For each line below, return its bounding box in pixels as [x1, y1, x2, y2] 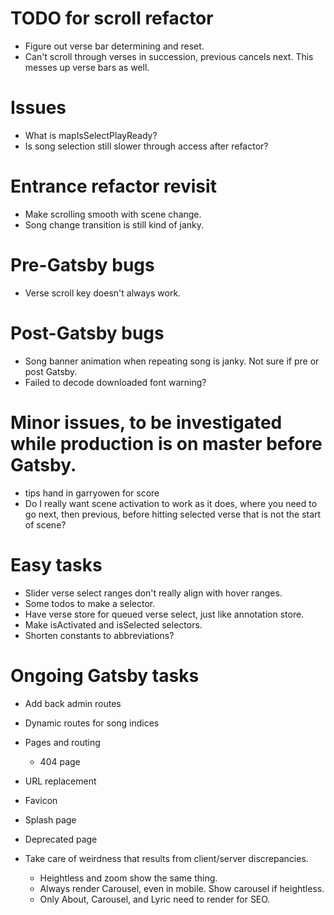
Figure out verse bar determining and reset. [24, 40, 205, 52]
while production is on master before [10, 432, 323, 455]
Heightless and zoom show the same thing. [39, 872, 218, 884]
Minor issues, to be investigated [10, 411, 283, 434]
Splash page [24, 813, 77, 826]
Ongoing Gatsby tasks [10, 664, 200, 687]
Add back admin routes [24, 697, 122, 709]
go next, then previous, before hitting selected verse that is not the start [24, 508, 322, 520]
